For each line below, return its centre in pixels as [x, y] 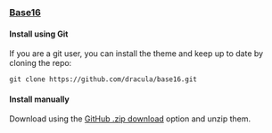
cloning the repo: [41, 63]
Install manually [39, 99]
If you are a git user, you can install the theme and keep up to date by [136, 54]
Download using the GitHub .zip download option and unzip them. [130, 119]
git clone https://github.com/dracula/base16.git [103, 79]
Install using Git [39, 34]
